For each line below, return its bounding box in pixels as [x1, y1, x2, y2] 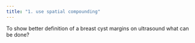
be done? [6, 31, 30, 38]
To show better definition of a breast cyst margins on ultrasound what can [6, 25, 189, 32]
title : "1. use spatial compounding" [6, 8, 101, 15]
